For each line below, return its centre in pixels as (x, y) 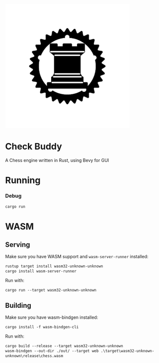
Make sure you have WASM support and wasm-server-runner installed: (77, 257)
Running (23, 181)
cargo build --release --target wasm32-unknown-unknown (64, 346)
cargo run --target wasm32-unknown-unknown (51, 290)
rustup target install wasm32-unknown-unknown (54, 266)
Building (18, 305)
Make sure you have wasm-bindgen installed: (52, 317)
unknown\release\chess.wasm (34, 356)
